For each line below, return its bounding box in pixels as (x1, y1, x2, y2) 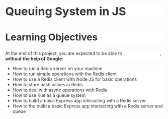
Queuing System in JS (5, 4, 127, 19)
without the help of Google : (5, 56, 64, 62)
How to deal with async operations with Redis (12, 87, 107, 93)
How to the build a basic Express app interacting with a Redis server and (12, 103, 163, 109)
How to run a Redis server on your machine (12, 66, 103, 72)
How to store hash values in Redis (12, 82, 83, 88)
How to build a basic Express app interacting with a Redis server (12, 98, 146, 104)
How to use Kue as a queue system (12, 92, 86, 98)
